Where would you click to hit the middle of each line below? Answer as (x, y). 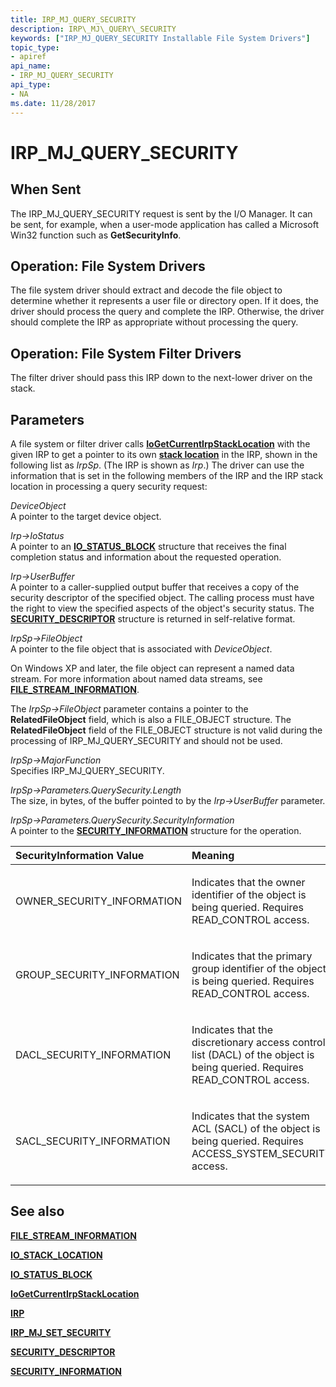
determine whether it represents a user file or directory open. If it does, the (164, 301)
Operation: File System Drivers (108, 266)
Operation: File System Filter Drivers (126, 353)
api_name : (31, 66)
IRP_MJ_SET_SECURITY (61, 1332)
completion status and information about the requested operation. (146, 557)
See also (37, 1211)
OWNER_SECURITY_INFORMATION (99, 901)
